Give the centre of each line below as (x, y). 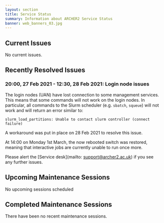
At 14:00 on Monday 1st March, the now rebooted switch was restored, (76, 142)
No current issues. (24, 55)
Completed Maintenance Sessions (59, 204)
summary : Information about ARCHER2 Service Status (59, 19)
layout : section (22, 10)
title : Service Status (28, 14)
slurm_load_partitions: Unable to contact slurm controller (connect (78, 119)
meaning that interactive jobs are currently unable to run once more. (74, 147)
